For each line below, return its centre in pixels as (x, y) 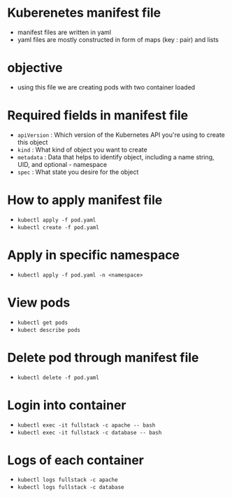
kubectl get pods (43, 323)
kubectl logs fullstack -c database (71, 488)
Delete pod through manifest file (103, 357)
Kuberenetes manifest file (84, 13)
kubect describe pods (49, 330)
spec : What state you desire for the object (78, 172)
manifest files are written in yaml (64, 32)
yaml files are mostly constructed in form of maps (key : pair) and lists (118, 39)
